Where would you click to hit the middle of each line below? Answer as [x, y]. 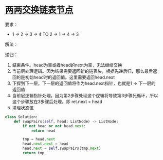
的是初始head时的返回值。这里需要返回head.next [66, 77]
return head [43, 130]
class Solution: [21, 117]
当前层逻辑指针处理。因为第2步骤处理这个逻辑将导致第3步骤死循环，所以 [85, 95]
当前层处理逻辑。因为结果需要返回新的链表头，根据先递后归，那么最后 [82, 71]
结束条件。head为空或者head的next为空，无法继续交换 [67, 65]
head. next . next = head [45, 144]
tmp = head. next [39, 140]
